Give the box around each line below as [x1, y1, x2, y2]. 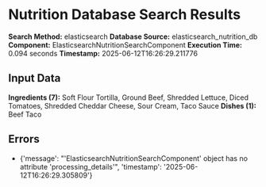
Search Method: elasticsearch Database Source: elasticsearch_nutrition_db [8, 32, 258, 41]
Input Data [8, 71, 61, 85]
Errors [8, 132, 40, 146]
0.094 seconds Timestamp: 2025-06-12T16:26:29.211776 [8, 48, 199, 58]
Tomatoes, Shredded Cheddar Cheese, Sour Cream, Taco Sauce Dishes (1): [8, 101, 256, 110]
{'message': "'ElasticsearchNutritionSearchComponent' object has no [19, 153, 249, 163]
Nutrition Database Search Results [8, 6, 241, 24]
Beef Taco [8, 109, 42, 119]
